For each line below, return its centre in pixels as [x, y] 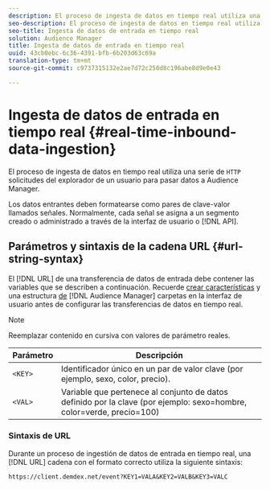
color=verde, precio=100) [110, 412]
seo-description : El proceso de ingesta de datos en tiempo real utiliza [135, 23]
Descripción [159, 355]
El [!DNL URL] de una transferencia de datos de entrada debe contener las [131, 278]
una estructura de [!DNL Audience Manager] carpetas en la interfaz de [125, 295]
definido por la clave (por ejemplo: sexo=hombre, [154, 401]
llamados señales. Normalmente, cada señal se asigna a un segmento [124, 212]
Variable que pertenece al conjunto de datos [145, 392]
